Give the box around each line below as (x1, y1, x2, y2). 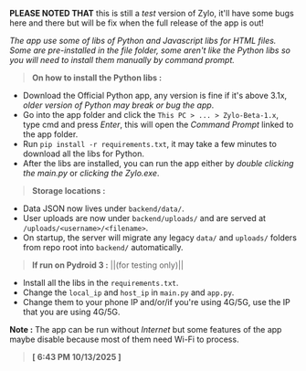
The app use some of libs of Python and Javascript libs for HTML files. (9, 36, 277, 46)
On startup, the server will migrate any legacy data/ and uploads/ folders (22, 232, 297, 243)
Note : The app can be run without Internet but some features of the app (9, 324, 282, 334)
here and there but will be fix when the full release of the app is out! (9, 17, 265, 28)
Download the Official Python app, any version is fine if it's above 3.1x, (22, 90, 288, 101)
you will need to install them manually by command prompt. (9, 55, 236, 65)
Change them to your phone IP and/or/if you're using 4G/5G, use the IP (22, 297, 290, 307)
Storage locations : (31, 185, 106, 196)
